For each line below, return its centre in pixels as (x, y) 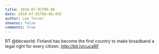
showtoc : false (20, 23)
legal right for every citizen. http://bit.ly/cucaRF (52, 46)
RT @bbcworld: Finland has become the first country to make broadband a (80, 41)
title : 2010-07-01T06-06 (30, 9)
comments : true (20, 27)
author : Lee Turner (25, 18)
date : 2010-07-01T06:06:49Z (33, 14)
